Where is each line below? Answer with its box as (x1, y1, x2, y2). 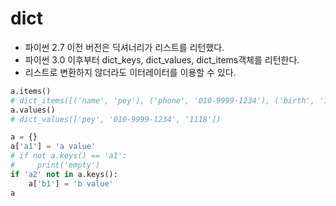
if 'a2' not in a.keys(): (10, 169, 118, 179)
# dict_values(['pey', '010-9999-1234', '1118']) (10, 114, 222, 124)
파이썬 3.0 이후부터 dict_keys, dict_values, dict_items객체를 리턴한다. (24, 53, 300, 66)
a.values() (10, 105, 56, 115)
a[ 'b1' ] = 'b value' (28, 178, 114, 189)
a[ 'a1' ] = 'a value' (10, 142, 97, 152)
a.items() (10, 86, 52, 96)
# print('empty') (10, 160, 101, 171)
